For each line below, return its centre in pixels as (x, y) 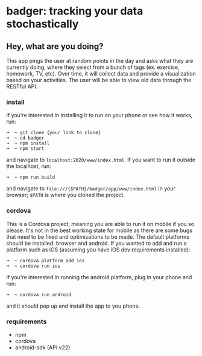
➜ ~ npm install (28, 143)
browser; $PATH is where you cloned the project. (65, 195)
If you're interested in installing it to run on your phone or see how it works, (99, 115)
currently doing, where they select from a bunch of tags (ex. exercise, (93, 67)
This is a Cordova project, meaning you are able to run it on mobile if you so (100, 224)
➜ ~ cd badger (25, 138)
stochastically (43, 24)
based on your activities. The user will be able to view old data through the (99, 80)
